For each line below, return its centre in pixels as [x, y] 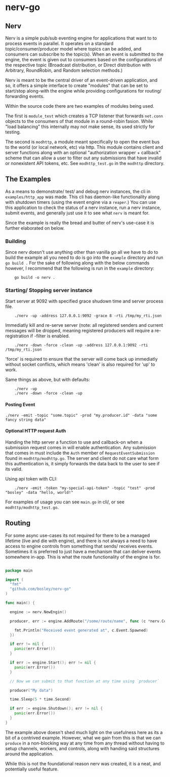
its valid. [14, 469]
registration [17, 336]
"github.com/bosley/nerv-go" [40, 589]
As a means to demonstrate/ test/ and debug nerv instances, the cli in [78, 191]
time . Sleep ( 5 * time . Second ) [40, 700]
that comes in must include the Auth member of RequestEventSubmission [80, 453]
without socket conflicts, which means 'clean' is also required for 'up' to [80, 364]
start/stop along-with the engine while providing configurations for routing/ [83, 91]
